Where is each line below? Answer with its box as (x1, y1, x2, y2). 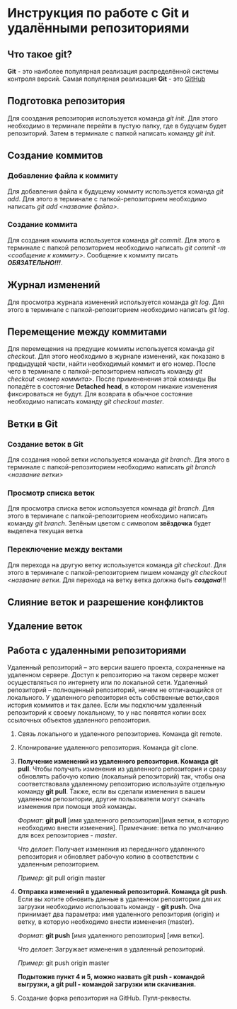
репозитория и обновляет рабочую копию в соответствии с (17, 852, 200, 861)
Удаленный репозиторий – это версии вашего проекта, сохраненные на (7, 663, 226, 671)
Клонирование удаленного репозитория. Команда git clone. (17, 743, 199, 752)
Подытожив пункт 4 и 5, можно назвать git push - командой (17, 973, 205, 981)
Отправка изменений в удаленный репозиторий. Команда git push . (17, 888, 228, 896)
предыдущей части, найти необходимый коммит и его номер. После (7, 359, 216, 368)
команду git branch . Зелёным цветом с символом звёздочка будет (7, 519, 212, 528)
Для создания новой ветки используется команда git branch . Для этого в (7, 455, 230, 464)
